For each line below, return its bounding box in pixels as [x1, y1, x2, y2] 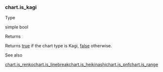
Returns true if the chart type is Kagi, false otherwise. [5, 43, 112, 49]
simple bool [5, 24, 28, 30]
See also [5, 52, 23, 58]
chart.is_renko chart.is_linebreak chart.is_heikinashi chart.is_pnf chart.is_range [5, 62, 158, 68]
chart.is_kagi [5, 4, 37, 11]
